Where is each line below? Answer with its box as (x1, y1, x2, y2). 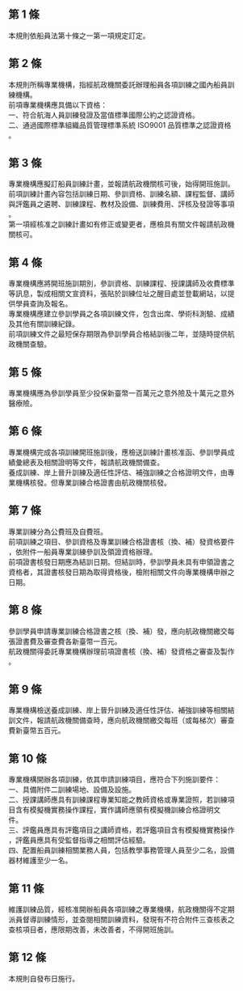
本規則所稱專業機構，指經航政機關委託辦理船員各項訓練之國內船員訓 (8, 79, 235, 89)
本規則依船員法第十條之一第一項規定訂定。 (8, 31, 150, 40)
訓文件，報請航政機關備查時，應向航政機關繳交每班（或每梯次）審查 (8, 715, 235, 726)
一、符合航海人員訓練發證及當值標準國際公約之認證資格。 (8, 110, 199, 120)
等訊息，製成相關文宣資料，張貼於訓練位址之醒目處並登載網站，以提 (8, 289, 235, 299)
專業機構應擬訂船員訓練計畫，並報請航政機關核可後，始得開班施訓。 (8, 179, 235, 188)
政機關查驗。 (8, 339, 51, 349)
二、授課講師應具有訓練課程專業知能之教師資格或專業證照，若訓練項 (8, 795, 235, 805)
